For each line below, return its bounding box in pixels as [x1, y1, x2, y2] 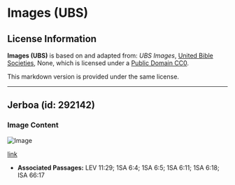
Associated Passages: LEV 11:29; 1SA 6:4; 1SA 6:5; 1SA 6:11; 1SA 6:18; [17, 163, 220, 172]
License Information [7, 33, 97, 45]
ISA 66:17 [17, 170, 45, 179]
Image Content [7, 121, 59, 130]
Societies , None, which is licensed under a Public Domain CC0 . [7, 59, 190, 67]
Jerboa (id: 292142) [7, 100, 96, 111]
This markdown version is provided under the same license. [7, 72, 180, 81]
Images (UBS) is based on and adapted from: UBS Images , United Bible [7, 51, 213, 60]
